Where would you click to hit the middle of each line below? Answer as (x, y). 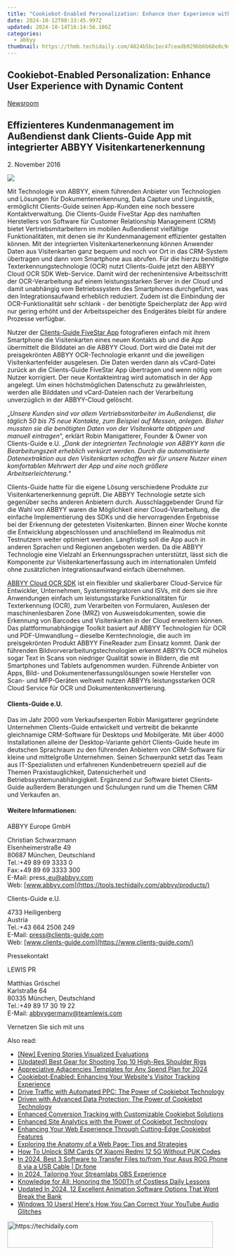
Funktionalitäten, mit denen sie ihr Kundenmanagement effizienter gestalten (117, 236)
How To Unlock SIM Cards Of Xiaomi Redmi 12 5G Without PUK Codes (119, 1152)
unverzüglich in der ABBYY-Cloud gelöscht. (70, 400)
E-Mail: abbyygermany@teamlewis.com (65, 1013)
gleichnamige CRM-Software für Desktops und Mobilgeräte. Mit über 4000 (116, 735)
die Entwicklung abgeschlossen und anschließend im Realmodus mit (106, 532)
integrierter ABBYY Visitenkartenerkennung (106, 148)
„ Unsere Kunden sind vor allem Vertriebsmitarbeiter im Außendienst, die (112, 413)
